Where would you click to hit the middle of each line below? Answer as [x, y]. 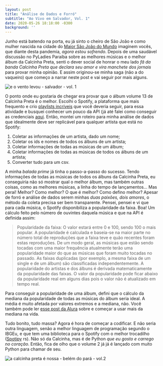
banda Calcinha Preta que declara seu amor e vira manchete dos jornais [78, 67]
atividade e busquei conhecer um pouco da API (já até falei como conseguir [81, 111]
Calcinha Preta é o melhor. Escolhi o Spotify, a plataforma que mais [72, 101]
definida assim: [20, 218]
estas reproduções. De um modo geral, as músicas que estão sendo [85, 243]
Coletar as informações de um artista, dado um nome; [66, 137]
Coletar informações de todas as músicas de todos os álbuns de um [80, 152]
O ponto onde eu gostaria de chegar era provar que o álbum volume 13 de [79, 96]
